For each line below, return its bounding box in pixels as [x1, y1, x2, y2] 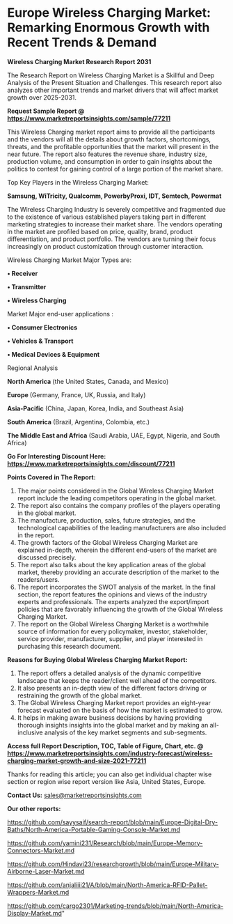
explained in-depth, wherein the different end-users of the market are [17, 546, 217, 554]
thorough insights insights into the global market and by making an [17, 721, 209, 729]
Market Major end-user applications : [7, 309, 113, 318]
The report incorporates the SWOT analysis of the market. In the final [17, 583, 216, 591]
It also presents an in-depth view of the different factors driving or [17, 684, 207, 692]
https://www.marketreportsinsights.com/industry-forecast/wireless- [7, 749, 214, 757]
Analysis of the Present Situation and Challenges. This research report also [7, 78, 223, 86]
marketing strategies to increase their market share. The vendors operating [7, 220, 223, 228]
